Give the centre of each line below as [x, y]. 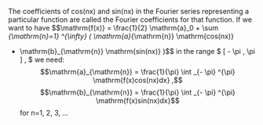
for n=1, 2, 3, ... [44, 113]
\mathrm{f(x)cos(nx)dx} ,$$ [138, 80]
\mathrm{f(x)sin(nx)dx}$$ [137, 100]
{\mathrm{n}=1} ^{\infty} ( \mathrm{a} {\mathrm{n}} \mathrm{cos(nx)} [121, 36]
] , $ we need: [42, 59]
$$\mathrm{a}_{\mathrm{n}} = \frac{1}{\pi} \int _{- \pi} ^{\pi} [138, 72]
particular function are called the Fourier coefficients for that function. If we [130, 20]
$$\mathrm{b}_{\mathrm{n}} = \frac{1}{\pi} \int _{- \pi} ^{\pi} [137, 92]
